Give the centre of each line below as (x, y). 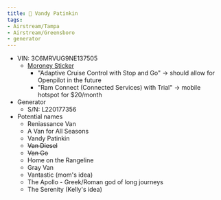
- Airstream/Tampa (33, 26)
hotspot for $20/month (70, 95)
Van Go (38, 153)
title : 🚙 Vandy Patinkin (43, 13)
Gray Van (40, 168)
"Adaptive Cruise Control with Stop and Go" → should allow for (126, 73)
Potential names (40, 116)
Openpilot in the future (69, 80)
